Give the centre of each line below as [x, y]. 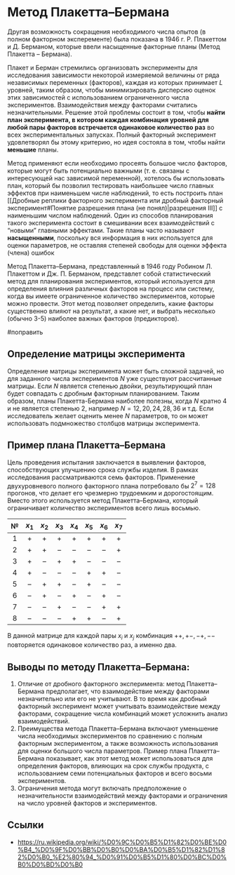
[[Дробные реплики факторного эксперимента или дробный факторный [115, 200]
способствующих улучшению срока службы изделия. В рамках [103, 469]
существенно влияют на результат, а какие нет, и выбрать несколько [112, 311]
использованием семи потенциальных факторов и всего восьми [115, 773]
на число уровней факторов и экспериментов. [87, 803]
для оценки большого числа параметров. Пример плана [102, 751]
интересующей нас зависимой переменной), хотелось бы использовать [116, 178]
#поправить [25, 332]
